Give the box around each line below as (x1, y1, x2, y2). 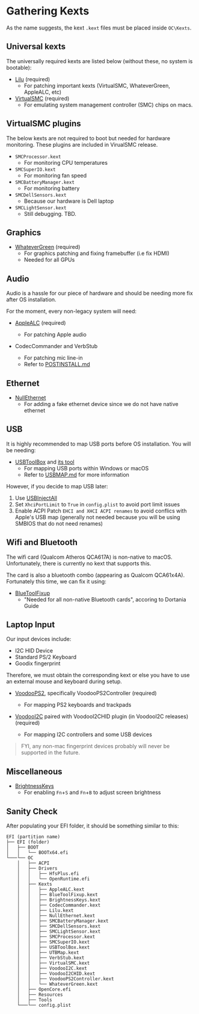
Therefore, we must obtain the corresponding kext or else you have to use (6, 672, 191, 679)
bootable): (6, 64, 32, 71)
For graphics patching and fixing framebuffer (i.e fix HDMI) (23, 250, 170, 257)
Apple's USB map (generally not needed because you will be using (14, 513, 180, 521)
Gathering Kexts (6, 4, 90, 18)
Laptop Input (6, 619, 55, 630)
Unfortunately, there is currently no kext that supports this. (6, 559, 152, 567)
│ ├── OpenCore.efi (17, 986, 71, 993)
